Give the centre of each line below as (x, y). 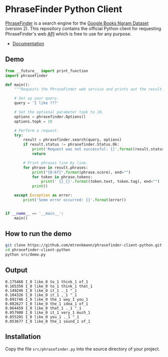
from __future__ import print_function (47, 71)
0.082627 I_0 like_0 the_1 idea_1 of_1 (47, 304)
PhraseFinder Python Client (64, 9)
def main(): (17, 85)
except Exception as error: (43, 195)
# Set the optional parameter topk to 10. (59, 112)
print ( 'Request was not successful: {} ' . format (82, 149)
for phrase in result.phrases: (56, 167)
